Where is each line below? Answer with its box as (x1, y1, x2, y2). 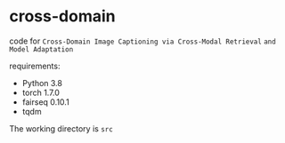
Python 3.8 (21, 77, 62, 88)
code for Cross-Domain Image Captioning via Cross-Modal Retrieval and (9, 36, 276, 46)
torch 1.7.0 (21, 87, 61, 98)
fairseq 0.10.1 (21, 96, 69, 107)
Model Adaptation (9, 44, 74, 54)
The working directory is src (9, 123, 113, 134)
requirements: (9, 60, 61, 71)
